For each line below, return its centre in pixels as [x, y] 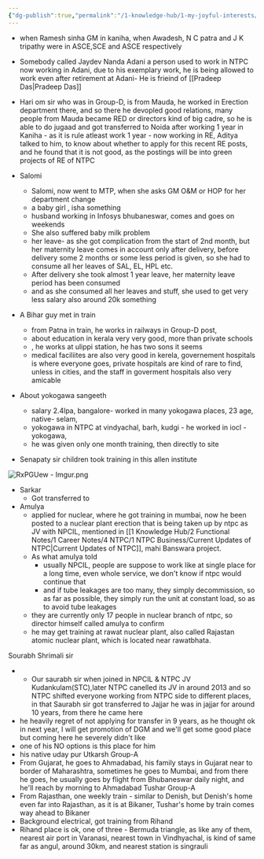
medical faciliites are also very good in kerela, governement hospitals [143, 355]
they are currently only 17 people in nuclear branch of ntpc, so [132, 615]
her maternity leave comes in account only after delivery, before [135, 249]
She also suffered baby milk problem [91, 232]
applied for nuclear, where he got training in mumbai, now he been [139, 514]
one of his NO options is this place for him [87, 746]
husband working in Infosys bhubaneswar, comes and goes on [133, 216]
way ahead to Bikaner [55, 813]
